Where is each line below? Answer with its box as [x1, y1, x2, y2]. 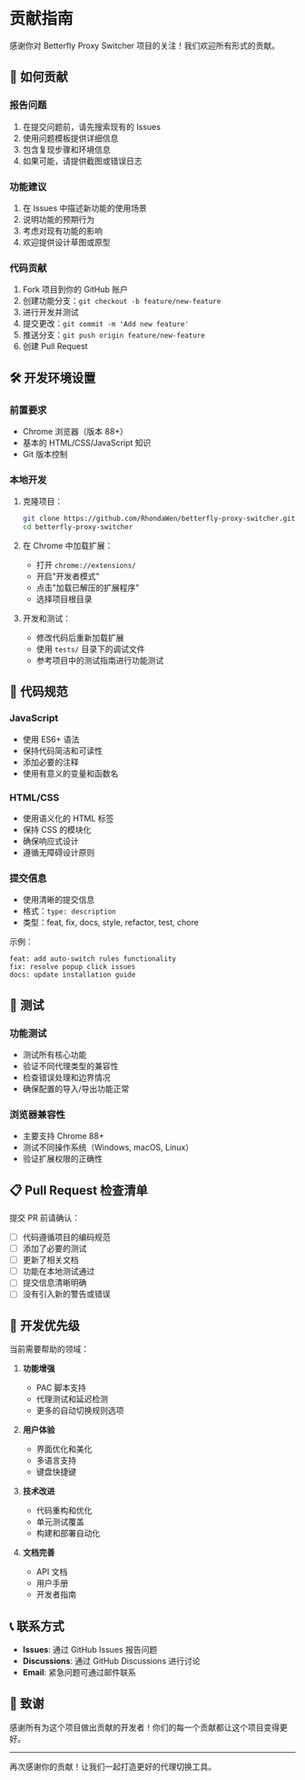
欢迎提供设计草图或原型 [22, 236, 111, 247]
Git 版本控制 [22, 448, 68, 459]
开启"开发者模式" [35, 570, 100, 582]
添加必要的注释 [22, 756, 79, 767]
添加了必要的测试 [22, 1243, 87, 1255]
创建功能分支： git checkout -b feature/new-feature [22, 295, 221, 306]
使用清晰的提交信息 [22, 895, 95, 905]
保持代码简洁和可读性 [22, 745, 103, 755]
